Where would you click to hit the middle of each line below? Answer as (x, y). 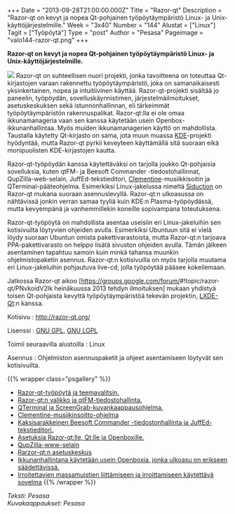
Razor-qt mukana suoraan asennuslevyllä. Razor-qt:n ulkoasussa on (106, 194)
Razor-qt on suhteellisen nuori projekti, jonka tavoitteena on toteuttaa (116, 76)
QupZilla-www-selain (48, 445)
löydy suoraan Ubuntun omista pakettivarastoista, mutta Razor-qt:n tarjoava (117, 237)
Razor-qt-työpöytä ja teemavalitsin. (68, 392)
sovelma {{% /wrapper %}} (56, 482)
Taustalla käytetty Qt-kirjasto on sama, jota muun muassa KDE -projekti (109, 135)
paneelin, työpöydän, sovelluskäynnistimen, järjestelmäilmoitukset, (103, 98)
